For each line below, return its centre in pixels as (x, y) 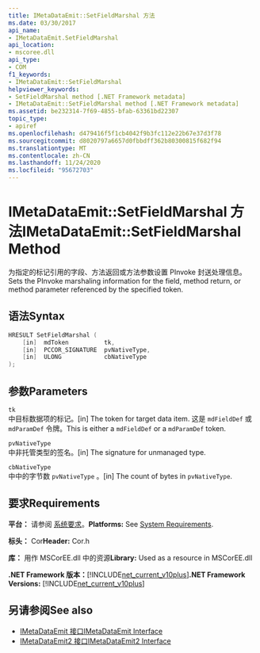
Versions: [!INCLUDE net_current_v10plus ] (76, 583)
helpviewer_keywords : (44, 89)
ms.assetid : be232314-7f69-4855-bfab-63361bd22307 (94, 112)
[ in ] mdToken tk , (69, 342)
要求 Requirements (54, 504)
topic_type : (28, 119)
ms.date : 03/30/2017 (42, 23)
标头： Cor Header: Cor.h (49, 540)
